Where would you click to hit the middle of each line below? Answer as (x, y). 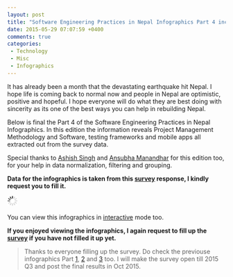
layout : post (26, 15)
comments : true (29, 37)
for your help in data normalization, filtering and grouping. (90, 165)
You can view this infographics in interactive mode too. (86, 217)
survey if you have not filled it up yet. (62, 238)
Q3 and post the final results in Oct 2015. (82, 266)
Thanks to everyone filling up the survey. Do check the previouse (117, 251)
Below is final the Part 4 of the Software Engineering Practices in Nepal (109, 122)
